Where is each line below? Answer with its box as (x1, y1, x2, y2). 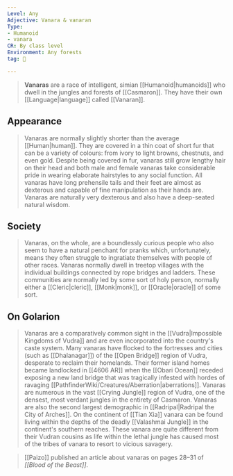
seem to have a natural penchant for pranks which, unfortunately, (24, 246, 212, 254)
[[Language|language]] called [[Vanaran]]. (24, 95, 146, 104)
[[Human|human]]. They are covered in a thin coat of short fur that (24, 141, 214, 149)
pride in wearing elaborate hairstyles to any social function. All (24, 171, 202, 179)
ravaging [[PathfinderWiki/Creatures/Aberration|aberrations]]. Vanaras (24, 381, 226, 389)
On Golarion (7, 311, 60, 322)
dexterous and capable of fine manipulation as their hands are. (24, 186, 204, 194)
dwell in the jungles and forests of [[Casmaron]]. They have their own (24, 88, 223, 96)
